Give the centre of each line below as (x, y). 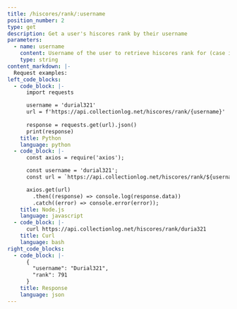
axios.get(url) (48, 190)
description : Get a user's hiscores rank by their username (98, 34)
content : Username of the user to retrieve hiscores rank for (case (123, 54)
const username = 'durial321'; (72, 171)
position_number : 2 (36, 20)
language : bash (42, 242)
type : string (39, 60)
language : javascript (51, 216)
